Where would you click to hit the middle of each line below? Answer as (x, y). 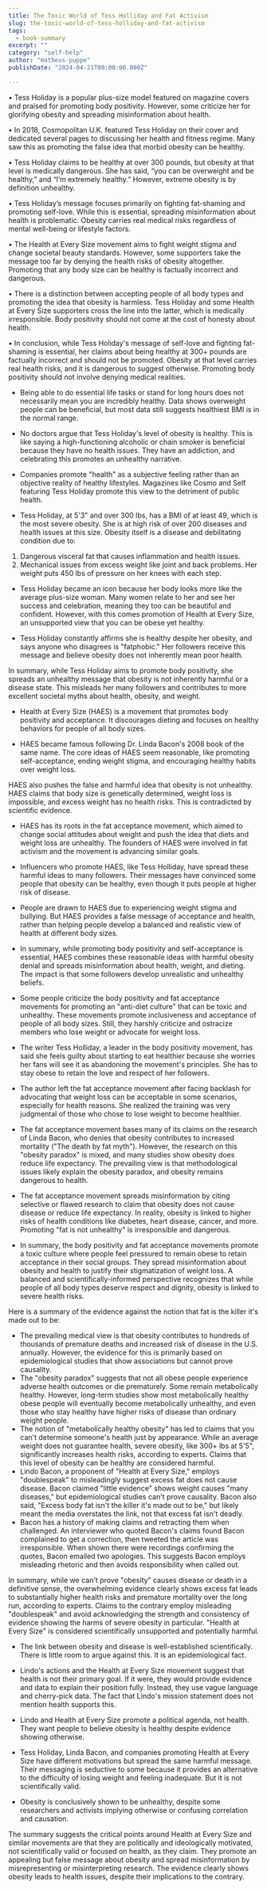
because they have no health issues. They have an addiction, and (127, 450)
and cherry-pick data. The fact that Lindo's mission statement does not (136, 1696)
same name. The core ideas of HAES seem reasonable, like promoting (135, 752)
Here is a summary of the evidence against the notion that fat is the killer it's (133, 1312)
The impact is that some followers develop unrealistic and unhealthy (132, 974)
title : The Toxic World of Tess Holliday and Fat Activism (108, 16)
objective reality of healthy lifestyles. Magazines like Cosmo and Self (133, 482)
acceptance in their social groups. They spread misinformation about (133, 1262)
